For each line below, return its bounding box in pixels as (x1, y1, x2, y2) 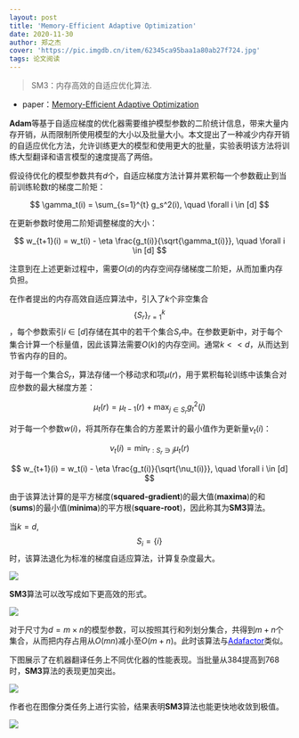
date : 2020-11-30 (9, 29, 74, 38)
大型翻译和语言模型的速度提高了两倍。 (16, 152, 158, 161)
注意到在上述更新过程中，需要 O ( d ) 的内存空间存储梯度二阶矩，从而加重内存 (9, 264, 283, 274)
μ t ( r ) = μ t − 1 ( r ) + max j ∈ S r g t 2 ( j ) (93, 400, 206, 415)
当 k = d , (9, 521, 39, 531)
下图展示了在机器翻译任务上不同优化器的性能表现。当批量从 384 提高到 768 (9, 654, 280, 665)
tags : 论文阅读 (9, 54, 61, 63)
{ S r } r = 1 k (133, 308, 166, 322)
